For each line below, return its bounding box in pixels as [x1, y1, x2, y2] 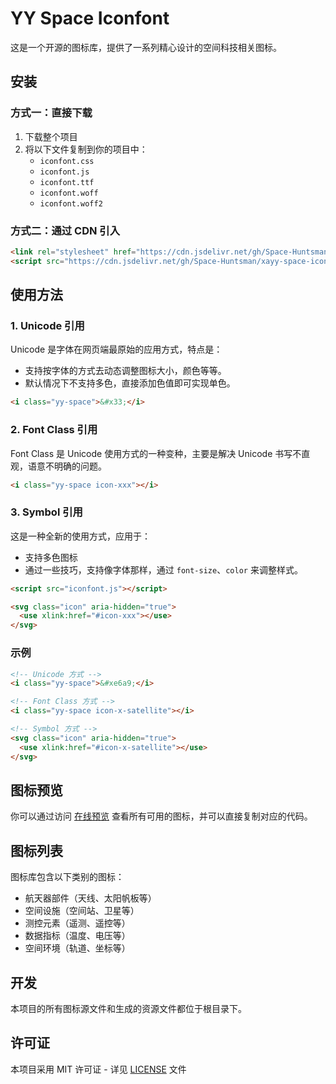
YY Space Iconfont [10, 7, 170, 30]
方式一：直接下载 [10, 106, 93, 120]
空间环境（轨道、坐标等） [24, 942, 131, 954]
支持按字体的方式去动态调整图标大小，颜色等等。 [24, 365, 227, 377]
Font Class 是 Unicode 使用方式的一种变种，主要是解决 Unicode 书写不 [10, 447, 302, 459]
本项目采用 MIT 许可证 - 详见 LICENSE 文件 [10, 1063, 187, 1075]
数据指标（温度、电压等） [24, 930, 131, 942]
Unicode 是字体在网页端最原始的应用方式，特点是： [10, 343, 223, 356]
